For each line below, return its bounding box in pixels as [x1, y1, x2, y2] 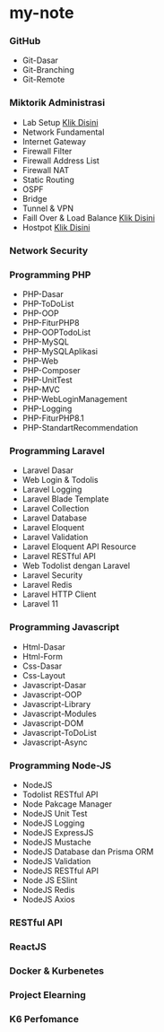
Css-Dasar [22, 660, 63, 671]
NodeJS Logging [22, 818, 85, 828]
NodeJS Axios [22, 894, 75, 905]
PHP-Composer [22, 365, 81, 375]
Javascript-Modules [22, 708, 97, 719]
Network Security [9, 244, 89, 257]
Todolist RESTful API [22, 789, 99, 800]
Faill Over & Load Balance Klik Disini [22, 212, 155, 223]
